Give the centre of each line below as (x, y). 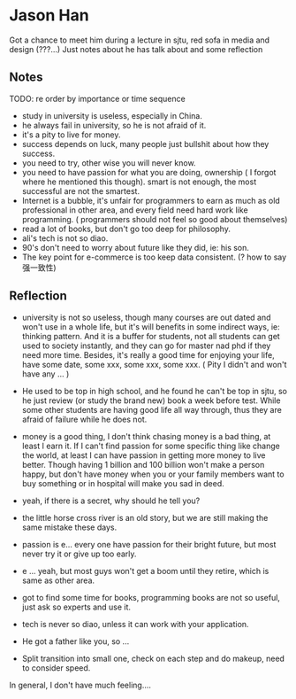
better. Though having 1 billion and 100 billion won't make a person (143, 464)
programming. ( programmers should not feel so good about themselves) (155, 219)
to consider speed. (56, 668)
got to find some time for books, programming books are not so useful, (151, 597)
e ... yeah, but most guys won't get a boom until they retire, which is (145, 571)
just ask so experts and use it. (76, 607)
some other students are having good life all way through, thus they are (152, 409)
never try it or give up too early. (79, 554)
